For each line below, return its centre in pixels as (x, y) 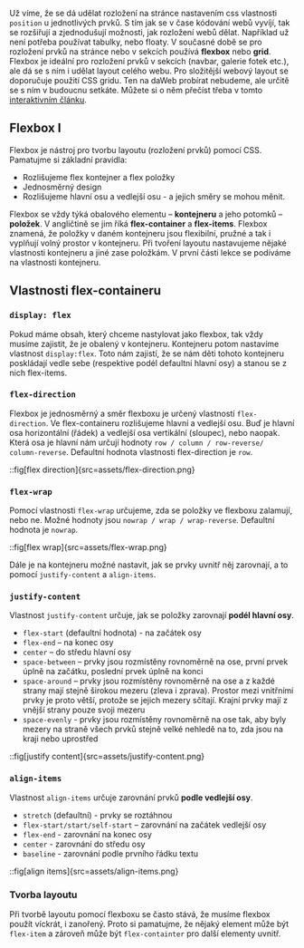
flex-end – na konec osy (68, 643)
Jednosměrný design (62, 187)
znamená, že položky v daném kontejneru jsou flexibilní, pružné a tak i (140, 233)
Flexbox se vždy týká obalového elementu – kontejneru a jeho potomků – (146, 214)
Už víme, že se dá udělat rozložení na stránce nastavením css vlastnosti (143, 13)
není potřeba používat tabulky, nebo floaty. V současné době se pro (136, 42)
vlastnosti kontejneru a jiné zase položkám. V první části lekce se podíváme (150, 252)
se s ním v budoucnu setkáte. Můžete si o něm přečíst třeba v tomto (136, 90)
